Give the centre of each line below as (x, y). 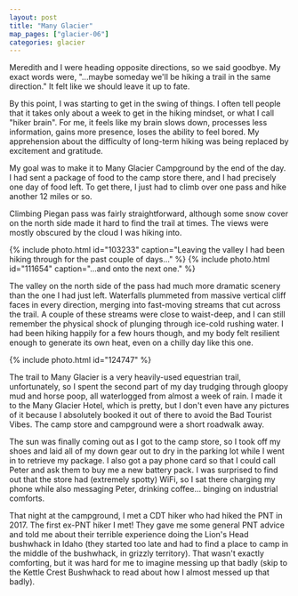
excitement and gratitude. (56, 151)
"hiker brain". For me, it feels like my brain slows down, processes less (138, 123)
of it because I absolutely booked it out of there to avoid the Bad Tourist (141, 415)
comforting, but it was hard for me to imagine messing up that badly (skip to (148, 563)
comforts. (27, 498)
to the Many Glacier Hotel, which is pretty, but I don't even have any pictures (149, 406)
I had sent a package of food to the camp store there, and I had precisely (143, 178)
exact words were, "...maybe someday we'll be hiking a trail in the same (140, 77)
